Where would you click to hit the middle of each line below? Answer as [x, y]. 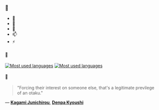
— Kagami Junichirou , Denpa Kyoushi [44, 102]
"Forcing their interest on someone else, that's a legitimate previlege [86, 88]
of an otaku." [30, 93]
